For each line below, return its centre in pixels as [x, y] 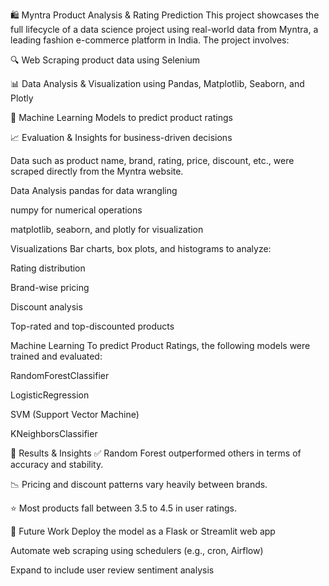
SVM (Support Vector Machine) [75, 414]
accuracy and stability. [57, 464]
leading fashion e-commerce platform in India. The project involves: [150, 40]
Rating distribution [48, 268]
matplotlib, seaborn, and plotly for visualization [107, 229]
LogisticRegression [50, 395]
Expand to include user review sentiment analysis [112, 570]
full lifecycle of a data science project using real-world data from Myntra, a [164, 29]
